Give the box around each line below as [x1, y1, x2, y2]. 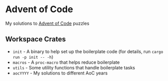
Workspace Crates [5, 35, 66, 44]
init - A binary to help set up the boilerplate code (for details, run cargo [12, 48, 163, 54]
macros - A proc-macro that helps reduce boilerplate [12, 59, 120, 65]
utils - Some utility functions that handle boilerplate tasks [12, 64, 135, 70]
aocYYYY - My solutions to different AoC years [12, 70, 108, 76]
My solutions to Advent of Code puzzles [5, 20, 90, 26]
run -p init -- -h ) [12, 54, 53, 60]
